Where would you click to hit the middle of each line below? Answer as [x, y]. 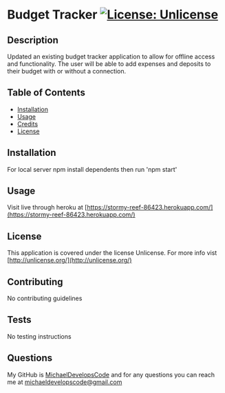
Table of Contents [46, 93]
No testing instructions [39, 336]
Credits [28, 124]
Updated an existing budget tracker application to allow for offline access [111, 56]
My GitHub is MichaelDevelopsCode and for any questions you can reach [111, 374]
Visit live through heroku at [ [47, 207]
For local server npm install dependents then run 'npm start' [92, 169]
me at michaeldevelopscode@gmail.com [65, 382]
